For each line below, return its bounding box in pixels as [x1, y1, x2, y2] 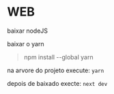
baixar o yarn [7, 40, 44, 48]
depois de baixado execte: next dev [7, 79, 108, 87]
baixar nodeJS [7, 27, 48, 35]
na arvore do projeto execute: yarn [7, 66, 104, 74]
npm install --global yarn [23, 52, 94, 61]
